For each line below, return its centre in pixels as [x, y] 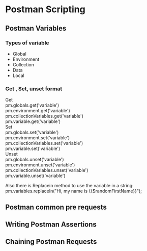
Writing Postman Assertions [51, 224]
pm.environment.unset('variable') [40, 165]
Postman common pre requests [56, 207]
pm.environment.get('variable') [38, 111]
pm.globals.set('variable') [32, 132]
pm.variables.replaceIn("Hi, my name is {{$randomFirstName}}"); [74, 191]
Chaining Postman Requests [51, 242]
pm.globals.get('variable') [32, 105]
